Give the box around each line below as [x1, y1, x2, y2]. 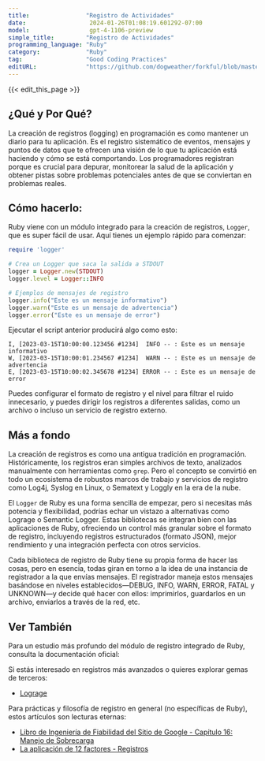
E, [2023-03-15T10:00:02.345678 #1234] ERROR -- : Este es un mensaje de [8, 368, 256, 376]
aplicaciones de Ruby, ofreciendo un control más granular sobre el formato [8, 524, 252, 533]
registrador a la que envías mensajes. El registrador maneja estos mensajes [8, 573, 254, 582]
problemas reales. [8, 178, 67, 188]
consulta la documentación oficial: [8, 650, 120, 658]
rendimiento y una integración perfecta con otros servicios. [8, 540, 201, 550]
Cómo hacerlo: [8, 201, 83, 214]
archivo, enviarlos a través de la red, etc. [8, 597, 140, 607]
